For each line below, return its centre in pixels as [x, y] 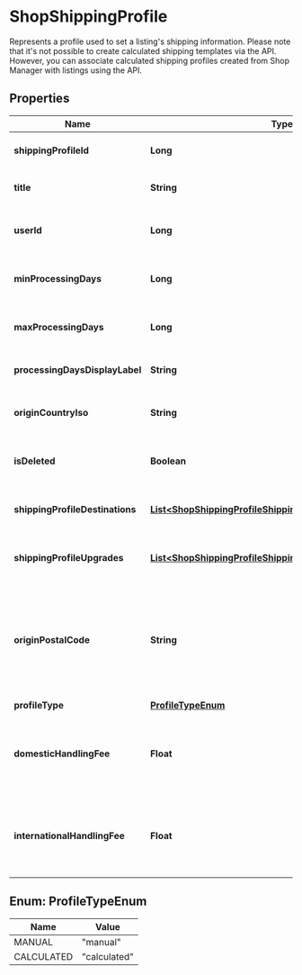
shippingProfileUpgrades [69, 557]
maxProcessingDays [59, 327]
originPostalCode [52, 639]
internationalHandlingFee [70, 835]
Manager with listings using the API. [75, 70]
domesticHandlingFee [62, 754]
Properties [40, 99]
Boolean [168, 461]
